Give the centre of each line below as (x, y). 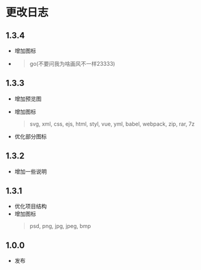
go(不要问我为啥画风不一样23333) (72, 64)
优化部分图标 (30, 136)
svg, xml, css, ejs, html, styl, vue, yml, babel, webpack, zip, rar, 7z (112, 124)
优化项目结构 (30, 206)
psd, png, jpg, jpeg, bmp (60, 226)
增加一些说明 (30, 171)
